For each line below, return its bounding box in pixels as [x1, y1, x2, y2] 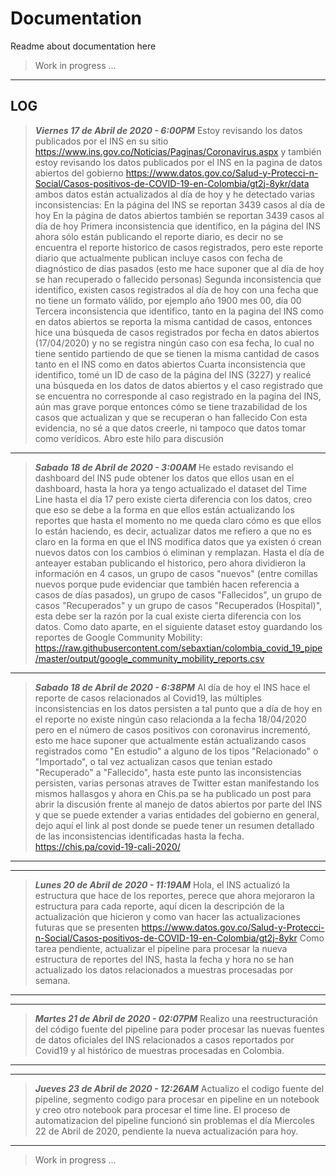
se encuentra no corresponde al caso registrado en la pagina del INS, [34, 390, 322, 402]
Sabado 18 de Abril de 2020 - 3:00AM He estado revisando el [34, 461, 294, 473]
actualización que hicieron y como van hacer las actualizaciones [34, 910, 301, 922]
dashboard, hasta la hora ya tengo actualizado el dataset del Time [34, 482, 308, 494]
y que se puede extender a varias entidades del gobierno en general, [34, 808, 320, 821]
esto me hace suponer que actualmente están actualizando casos [34, 734, 307, 746]
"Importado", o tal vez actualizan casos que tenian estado [34, 755, 273, 767]
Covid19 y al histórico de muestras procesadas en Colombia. [34, 1044, 285, 1056]
